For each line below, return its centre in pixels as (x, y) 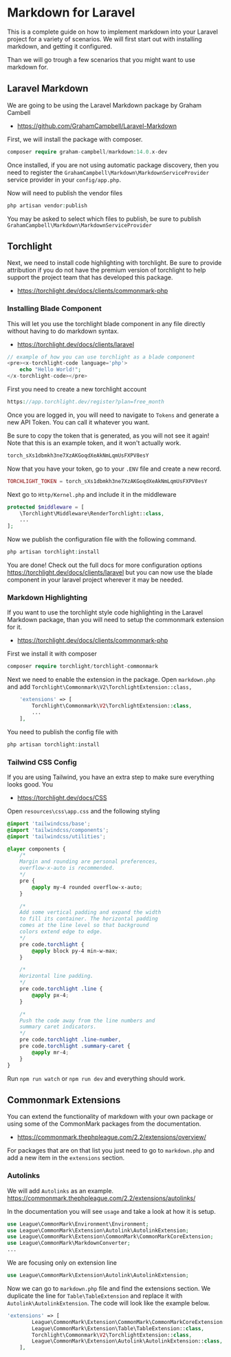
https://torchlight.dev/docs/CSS (62, 798)
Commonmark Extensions (64, 1100)
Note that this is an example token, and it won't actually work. (94, 442)
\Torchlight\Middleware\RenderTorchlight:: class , (92, 513)
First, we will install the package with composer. (75, 139)
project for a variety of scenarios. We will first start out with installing (105, 39)
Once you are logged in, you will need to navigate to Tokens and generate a (113, 415)
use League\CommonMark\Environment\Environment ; (78, 1224)
